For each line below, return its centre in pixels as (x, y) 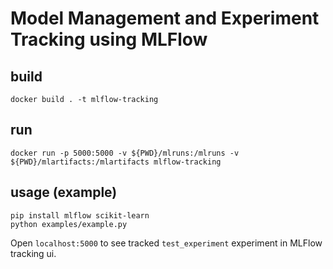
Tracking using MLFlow (109, 39)
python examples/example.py (69, 224)
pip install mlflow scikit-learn (80, 215)
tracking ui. (33, 253)
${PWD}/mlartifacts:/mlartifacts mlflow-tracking (116, 162)
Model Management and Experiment (165, 18)
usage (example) (64, 192)
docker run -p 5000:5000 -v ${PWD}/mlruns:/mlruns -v (125, 153)
